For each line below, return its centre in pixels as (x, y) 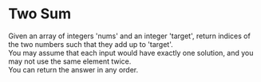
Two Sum (40, 14)
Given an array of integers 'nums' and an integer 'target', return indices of (130, 36)
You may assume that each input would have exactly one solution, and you (131, 53)
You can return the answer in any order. (73, 69)
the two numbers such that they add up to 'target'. (91, 44)
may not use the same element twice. (70, 61)
